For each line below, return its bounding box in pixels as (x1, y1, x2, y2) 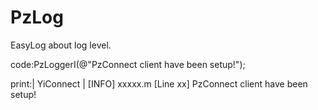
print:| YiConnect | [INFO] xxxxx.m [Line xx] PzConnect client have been (10, 77, 308, 90)
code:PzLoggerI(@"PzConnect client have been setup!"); (10, 58, 246, 70)
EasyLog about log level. (10, 39, 112, 51)
